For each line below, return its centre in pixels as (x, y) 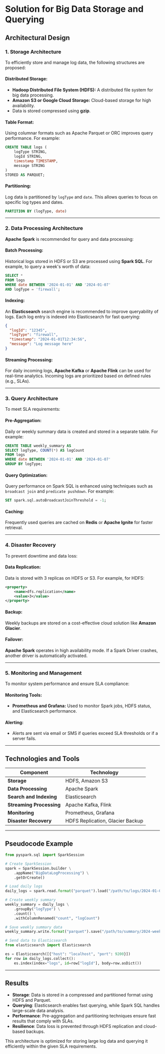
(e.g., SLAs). (18, 381)
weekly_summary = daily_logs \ (37, 905)
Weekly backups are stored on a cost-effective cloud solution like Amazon (81, 623)
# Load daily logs (24, 887)
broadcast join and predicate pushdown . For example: (60, 492)
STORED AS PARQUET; (25, 175)
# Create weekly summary (30, 900)
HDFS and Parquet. (32, 1000)
